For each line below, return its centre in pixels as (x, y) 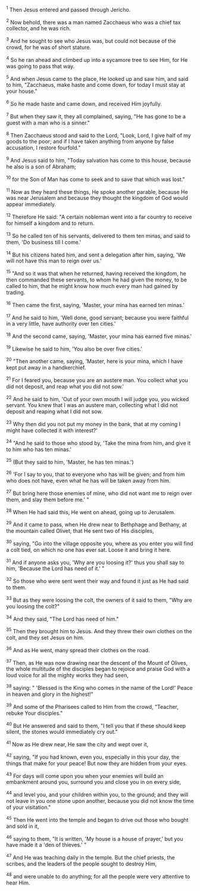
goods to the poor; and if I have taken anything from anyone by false (90, 142)
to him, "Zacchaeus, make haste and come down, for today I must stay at (96, 85)
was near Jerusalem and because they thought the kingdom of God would (97, 198)
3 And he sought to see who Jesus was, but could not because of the (91, 40)
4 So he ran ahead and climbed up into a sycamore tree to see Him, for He (97, 59)
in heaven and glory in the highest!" (50, 694)
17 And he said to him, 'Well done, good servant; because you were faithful (98, 317)
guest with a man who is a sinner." (48, 123)
